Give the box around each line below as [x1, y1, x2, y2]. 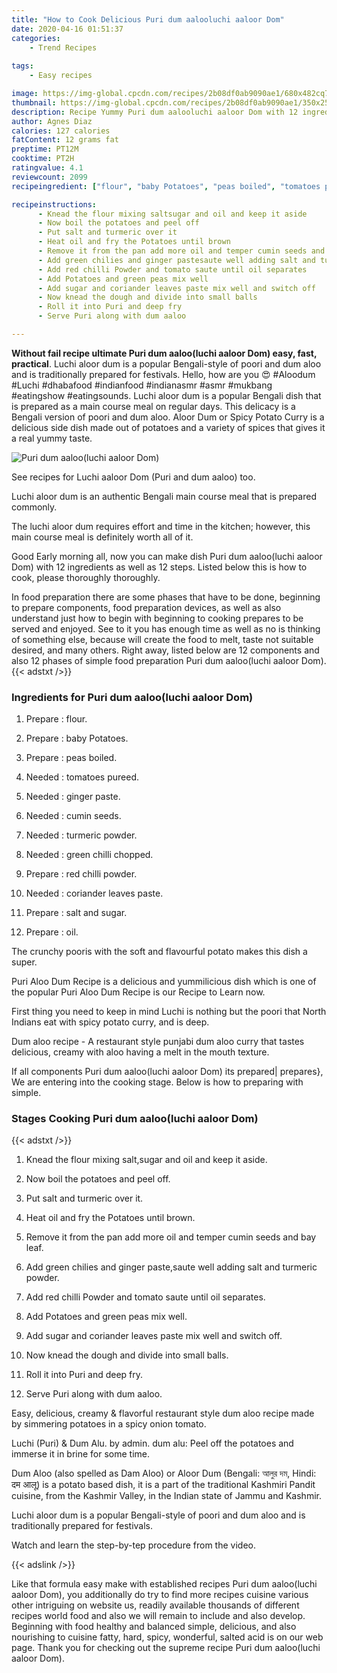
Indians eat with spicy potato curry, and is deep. [11, 1016, 210, 1028]
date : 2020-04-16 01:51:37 [11, 24, 124, 34]
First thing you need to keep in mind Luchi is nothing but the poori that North [11, 1006, 327, 1018]
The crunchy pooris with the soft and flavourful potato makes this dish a [11, 946, 308, 958]
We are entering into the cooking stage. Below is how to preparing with [11, 1076, 304, 1088]
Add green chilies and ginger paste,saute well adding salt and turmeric [25, 1261, 318, 1273]
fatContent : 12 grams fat [11, 135, 119, 145]
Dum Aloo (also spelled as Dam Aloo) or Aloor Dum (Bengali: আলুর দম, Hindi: [11, 1467, 317, 1480]
